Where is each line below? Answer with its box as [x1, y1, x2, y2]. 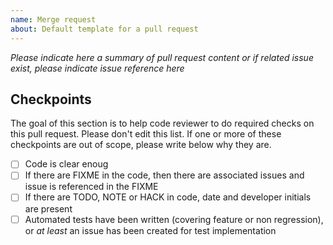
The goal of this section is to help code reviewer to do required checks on [10, 117, 315, 130]
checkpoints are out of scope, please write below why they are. [10, 139, 272, 151]
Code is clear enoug [24, 158, 109, 170]
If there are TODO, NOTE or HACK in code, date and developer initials [24, 191, 312, 203]
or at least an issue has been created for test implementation [24, 224, 277, 236]
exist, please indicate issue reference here [10, 62, 185, 74]
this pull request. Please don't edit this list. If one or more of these [10, 128, 282, 140]
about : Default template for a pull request [10, 24, 199, 34]
